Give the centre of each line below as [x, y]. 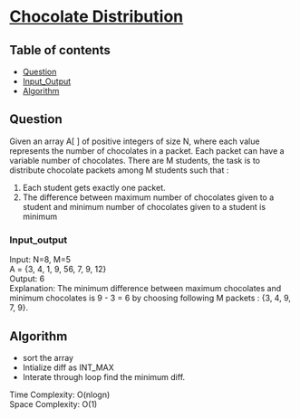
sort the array [48, 357]
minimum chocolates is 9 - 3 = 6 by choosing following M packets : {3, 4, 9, [150, 298]
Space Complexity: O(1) [53, 404]
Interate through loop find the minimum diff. [104, 376]
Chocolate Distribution [97, 17]
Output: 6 [27, 279]
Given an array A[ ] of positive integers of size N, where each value [135, 141]
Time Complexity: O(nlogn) [60, 394]
